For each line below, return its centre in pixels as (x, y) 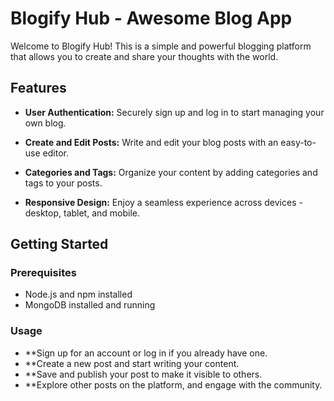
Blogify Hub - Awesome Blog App (151, 18)
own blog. (45, 123)
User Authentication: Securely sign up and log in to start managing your (174, 112)
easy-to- (298, 142)
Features (38, 88)
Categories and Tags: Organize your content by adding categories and (171, 172)
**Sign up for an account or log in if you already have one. (146, 353)
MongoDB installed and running (90, 305)
